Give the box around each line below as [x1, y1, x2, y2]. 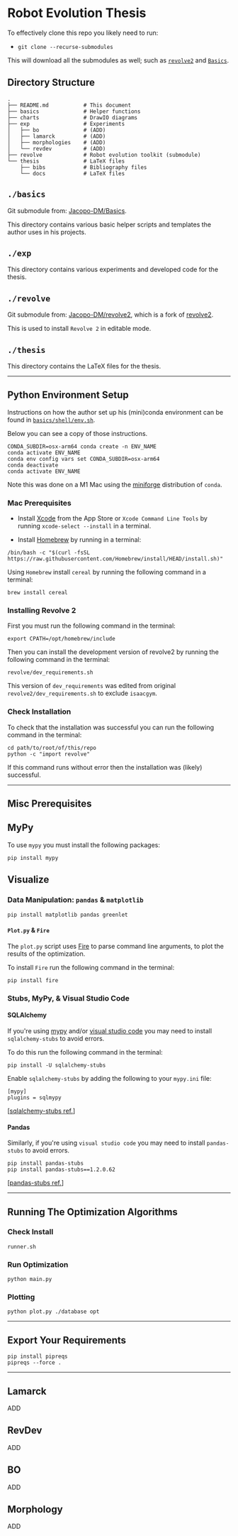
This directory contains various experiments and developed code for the [7, 265, 218, 274]
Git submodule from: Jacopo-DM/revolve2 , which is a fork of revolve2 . [7, 310, 214, 319]
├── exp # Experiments [7, 120, 125, 127]
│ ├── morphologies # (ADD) [7, 138, 106, 146]
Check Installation [7, 707, 72, 717]
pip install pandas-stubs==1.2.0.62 [7, 1166, 115, 1173]
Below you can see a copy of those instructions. [7, 429, 148, 437]
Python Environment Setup [7, 389, 129, 401]
